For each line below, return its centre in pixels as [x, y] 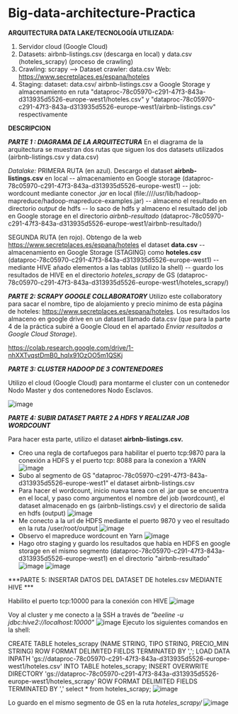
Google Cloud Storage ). [42, 334]
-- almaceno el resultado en [186, 201]
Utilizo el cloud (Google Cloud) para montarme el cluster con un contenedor [119, 383]
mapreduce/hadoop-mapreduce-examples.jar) [76, 201]
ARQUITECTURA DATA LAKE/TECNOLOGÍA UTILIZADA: [91, 33]
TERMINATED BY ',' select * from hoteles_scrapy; [80, 688]
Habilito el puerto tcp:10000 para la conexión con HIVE [88, 600]
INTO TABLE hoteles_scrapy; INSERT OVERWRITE [136, 666]
